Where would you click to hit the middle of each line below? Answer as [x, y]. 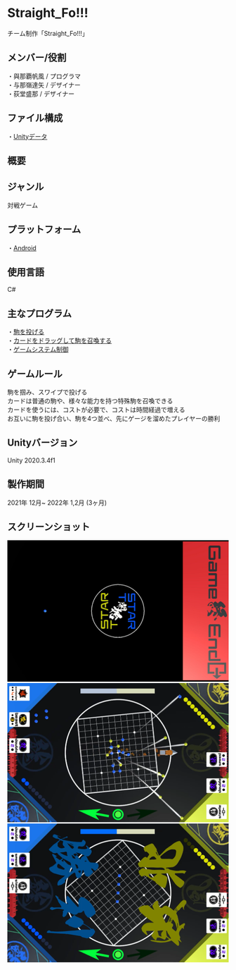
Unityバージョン [42, 443]
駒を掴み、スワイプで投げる [47, 392]
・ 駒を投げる [26, 332]
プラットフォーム [44, 229]
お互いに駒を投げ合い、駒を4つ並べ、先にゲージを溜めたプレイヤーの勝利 [114, 419]
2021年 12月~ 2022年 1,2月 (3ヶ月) [57, 503]
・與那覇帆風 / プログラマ [44, 76]
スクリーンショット [48, 527]
